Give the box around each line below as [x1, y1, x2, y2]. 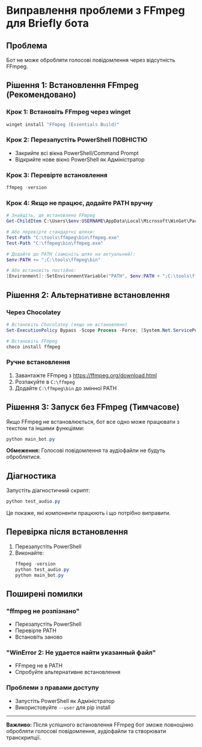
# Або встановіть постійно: [6, 268, 77, 274]
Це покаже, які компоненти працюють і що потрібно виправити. [6, 509, 171, 517]
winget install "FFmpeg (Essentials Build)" [6, 121, 120, 127]
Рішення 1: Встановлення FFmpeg [6, 80, 139, 90]
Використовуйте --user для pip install [14, 704, 111, 711]
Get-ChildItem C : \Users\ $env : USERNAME [6, 218, 103, 224]
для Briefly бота [6, 16, 89, 30]
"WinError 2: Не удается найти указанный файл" [6, 649, 156, 657]
